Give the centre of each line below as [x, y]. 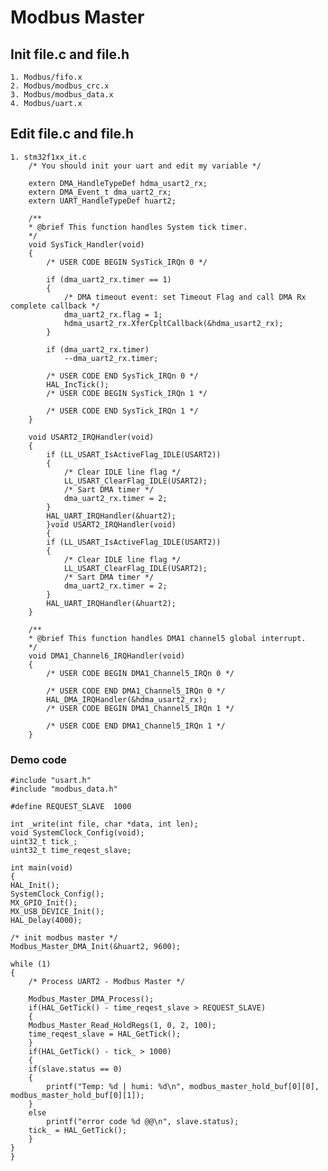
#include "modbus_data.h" [64, 789]
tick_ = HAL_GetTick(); [78, 1131]
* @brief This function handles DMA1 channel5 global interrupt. [167, 638]
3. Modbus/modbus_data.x [62, 95]
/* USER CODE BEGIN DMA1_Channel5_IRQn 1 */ [140, 708]
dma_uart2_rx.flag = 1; [113, 314]
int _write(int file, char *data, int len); [104, 824]
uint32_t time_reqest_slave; [71, 851]
